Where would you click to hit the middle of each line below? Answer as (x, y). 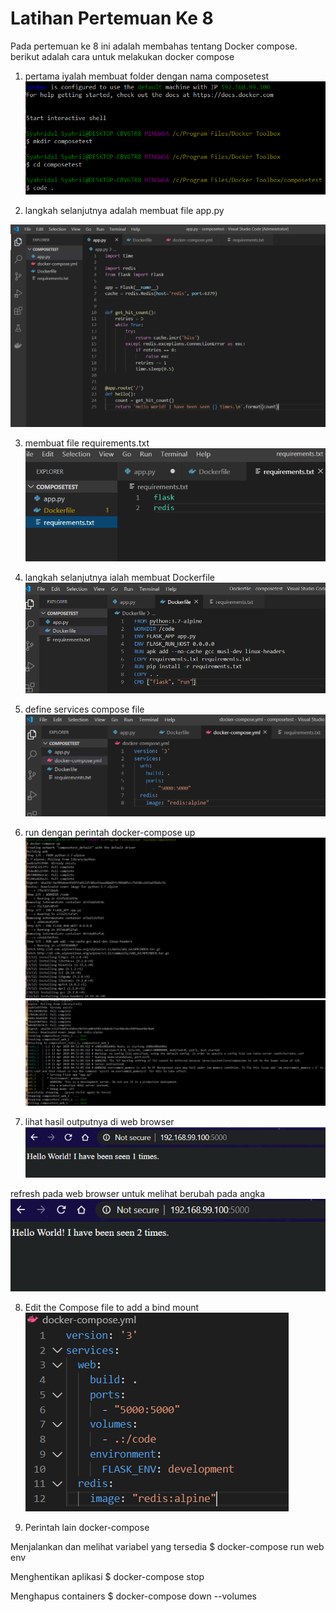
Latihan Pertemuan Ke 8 (112, 18)
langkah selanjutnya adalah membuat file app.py (124, 210)
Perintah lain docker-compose (87, 1527)
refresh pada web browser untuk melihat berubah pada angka (138, 1194)
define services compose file (84, 709)
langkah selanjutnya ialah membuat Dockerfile (119, 578)
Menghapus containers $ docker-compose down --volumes (133, 1596)
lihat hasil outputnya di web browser (99, 1121)
